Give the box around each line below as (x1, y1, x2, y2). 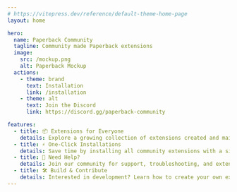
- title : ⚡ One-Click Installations (13, 140, 121, 148)
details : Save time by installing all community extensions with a (20, 148, 222, 155)
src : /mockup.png (20, 56, 71, 64)
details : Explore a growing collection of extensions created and (20, 134, 219, 141)
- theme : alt (20, 95, 59, 102)
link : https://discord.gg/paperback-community (25, 109, 166, 116)
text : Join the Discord (25, 102, 97, 109)
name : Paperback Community (13, 36, 93, 43)
